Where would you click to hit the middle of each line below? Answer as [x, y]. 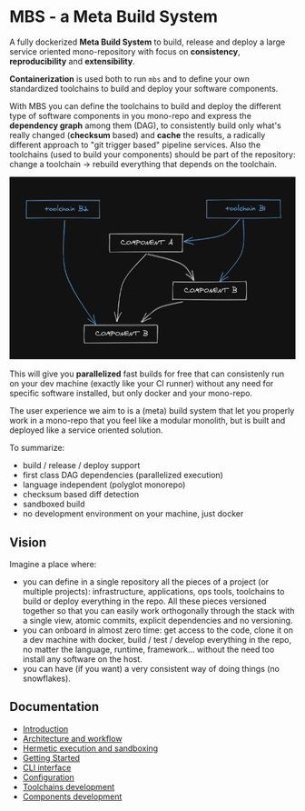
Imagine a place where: [53, 565]
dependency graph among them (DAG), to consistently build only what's [145, 125]
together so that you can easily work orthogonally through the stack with [158, 611]
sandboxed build [54, 504]
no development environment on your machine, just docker [133, 514]
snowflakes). [46, 678]
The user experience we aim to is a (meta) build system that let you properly [152, 411]
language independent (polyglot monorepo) [104, 485]
